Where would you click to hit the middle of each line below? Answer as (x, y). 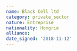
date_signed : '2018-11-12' (39, 39)
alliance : (18, 33)
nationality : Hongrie (33, 28)
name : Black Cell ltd (33, 11)
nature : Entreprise (30, 22)
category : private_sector (38, 17)
